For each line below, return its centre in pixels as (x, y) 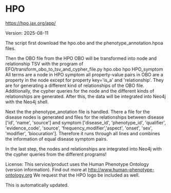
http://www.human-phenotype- (121, 169)
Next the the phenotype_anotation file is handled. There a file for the (78, 112)
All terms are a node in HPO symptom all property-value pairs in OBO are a (84, 74)
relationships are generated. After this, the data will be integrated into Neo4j (85, 96)
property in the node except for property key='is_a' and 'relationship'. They (85, 80)
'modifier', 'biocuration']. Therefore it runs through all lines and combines (83, 133)
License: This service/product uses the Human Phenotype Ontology (77, 164)
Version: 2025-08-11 (27, 33)
